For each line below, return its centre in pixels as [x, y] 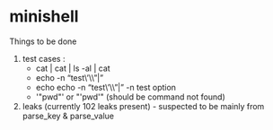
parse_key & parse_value [68, 116]
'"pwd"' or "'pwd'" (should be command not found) [131, 97]
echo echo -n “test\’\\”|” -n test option [106, 87]
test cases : [44, 58]
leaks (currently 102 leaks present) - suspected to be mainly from [143, 106]
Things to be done [43, 41]
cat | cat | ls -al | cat [73, 68]
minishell [44, 17]
